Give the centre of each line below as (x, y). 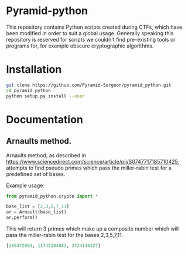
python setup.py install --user (45, 96)
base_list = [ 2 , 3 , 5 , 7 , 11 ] (37, 206)
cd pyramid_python (28, 90)
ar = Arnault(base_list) (36, 212)
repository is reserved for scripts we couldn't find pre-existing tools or (91, 39)
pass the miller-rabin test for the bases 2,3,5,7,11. (65, 235)
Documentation (45, 119)
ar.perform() (22, 218)
